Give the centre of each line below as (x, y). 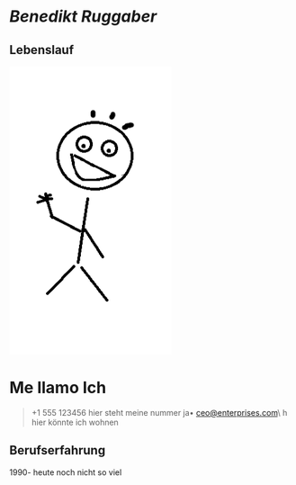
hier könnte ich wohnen (75, 422)
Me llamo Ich (58, 388)
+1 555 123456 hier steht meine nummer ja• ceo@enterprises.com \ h (159, 412)
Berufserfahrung (58, 450)
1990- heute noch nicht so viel (66, 472)
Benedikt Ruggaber (83, 17)
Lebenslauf (42, 50)
